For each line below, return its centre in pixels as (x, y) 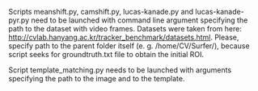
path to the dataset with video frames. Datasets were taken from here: (125, 29)
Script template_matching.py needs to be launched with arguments (120, 70)
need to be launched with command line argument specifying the (140, 20)
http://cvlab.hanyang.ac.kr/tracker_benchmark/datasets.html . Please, (124, 37)
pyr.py (19, 20)
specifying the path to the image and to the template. (97, 79)
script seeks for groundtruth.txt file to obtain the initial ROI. (106, 54)
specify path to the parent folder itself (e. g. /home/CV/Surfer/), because (129, 46)
